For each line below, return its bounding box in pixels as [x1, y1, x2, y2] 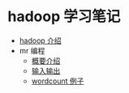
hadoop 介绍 [19, 36, 62, 45]
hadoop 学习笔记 [7, 7, 121, 26]
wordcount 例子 [31, 76, 84, 86]
